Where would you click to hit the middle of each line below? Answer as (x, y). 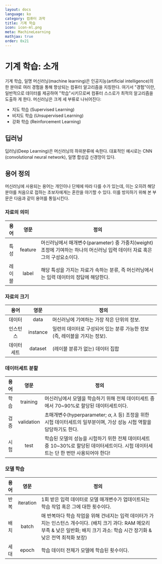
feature (28, 249)
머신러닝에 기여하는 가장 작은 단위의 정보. (96, 320)
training (29, 402)
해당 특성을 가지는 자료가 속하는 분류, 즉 (83, 270)
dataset (38, 348)
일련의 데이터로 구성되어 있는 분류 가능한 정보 (101, 329)
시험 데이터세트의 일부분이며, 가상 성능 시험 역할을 (98, 422)
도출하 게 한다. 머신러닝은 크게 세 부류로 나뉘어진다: (53, 99)
